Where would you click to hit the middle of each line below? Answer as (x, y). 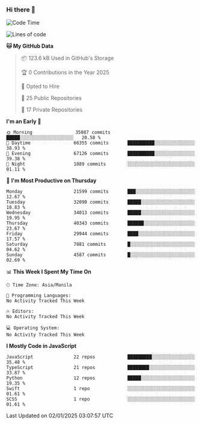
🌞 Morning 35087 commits (58, 133)
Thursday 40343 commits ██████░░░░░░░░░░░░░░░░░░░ (101, 223)
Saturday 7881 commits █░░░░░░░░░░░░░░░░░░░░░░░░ (101, 244)
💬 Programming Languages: (39, 296)
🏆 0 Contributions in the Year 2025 (65, 72)
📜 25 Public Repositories (51, 98)
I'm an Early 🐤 (24, 121)
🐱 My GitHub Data (30, 46)
